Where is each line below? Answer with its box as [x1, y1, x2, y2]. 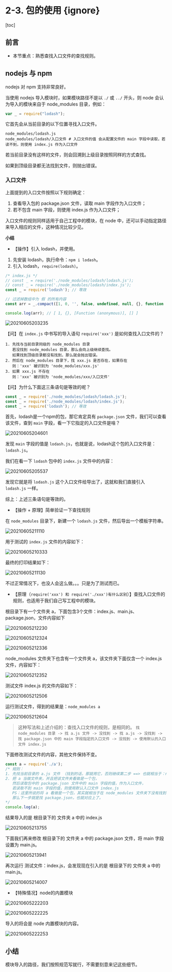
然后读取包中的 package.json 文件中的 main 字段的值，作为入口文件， [12, 780, 146, 786]
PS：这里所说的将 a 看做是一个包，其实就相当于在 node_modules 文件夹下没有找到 [12, 790, 166, 795]
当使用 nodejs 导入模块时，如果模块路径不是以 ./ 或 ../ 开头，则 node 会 [5, 94, 160, 100]
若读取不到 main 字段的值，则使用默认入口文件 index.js [12, 786, 119, 791]
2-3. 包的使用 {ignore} [5, 5, 100, 16]
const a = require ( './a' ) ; [5, 762, 63, 767]
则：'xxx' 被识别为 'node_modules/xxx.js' [12, 363, 100, 369]
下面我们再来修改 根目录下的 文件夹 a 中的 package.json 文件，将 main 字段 [5, 835, 164, 841]
